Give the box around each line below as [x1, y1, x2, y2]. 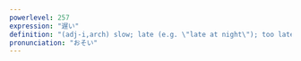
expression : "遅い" [9, 22, 80, 30]
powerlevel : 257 [9, 13, 70, 22]
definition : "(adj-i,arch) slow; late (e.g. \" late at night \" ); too [9, 30, 275, 39]
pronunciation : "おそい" [9, 38, 99, 48]
